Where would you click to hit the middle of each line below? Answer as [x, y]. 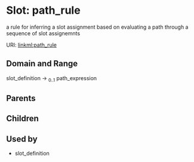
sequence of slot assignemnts [43, 33]
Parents [21, 98]
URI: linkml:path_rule [31, 45]
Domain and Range [42, 64]
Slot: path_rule [43, 10]
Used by [22, 139]
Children [22, 119]
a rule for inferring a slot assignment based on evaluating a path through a [97, 27]
